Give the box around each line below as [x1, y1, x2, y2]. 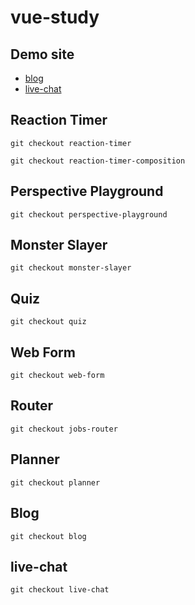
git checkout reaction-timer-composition [10, 156, 186, 166]
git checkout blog [10, 531, 87, 541]
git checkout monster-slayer [10, 263, 132, 273]
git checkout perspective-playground [10, 209, 168, 220]
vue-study [10, 6, 100, 29]
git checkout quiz [10, 317, 87, 327]
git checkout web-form [10, 371, 105, 381]
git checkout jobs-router [10, 424, 118, 434]
